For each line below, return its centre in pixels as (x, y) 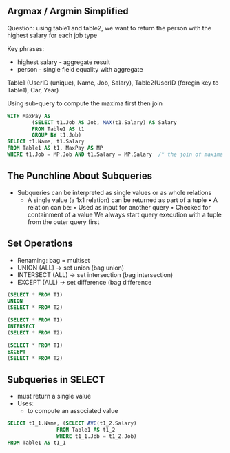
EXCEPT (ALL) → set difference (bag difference (84, 282)
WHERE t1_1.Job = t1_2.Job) (96, 436)
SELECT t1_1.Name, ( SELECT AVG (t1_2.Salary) (72, 423)
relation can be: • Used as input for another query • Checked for (119, 207)
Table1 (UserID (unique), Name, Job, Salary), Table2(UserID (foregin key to (113, 83)
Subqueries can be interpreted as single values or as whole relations (114, 192)
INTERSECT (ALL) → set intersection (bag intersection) (95, 274)
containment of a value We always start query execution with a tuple (124, 214)
